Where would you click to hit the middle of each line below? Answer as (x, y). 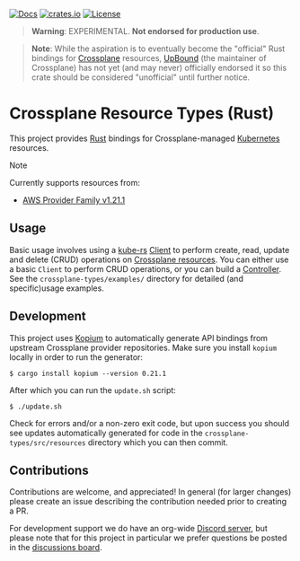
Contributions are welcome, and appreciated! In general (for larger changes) (150, 492)
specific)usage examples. (57, 288)
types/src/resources (48, 443)
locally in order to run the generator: (76, 357)
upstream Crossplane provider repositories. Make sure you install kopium (143, 347)
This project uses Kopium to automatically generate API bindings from (138, 337)
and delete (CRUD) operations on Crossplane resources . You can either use (149, 259)
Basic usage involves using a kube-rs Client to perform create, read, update (150, 250)
